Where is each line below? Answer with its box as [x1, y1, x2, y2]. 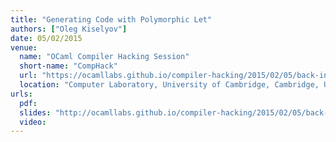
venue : [10, 42, 38, 53]
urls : [10, 89, 33, 99]
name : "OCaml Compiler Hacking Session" [19, 52, 190, 62]
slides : [19, 107, 52, 118]
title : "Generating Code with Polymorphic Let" [10, 14, 213, 25]
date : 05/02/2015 [10, 33, 83, 43]
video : [19, 117, 47, 127]
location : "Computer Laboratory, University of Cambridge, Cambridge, [19, 80, 320, 90]
